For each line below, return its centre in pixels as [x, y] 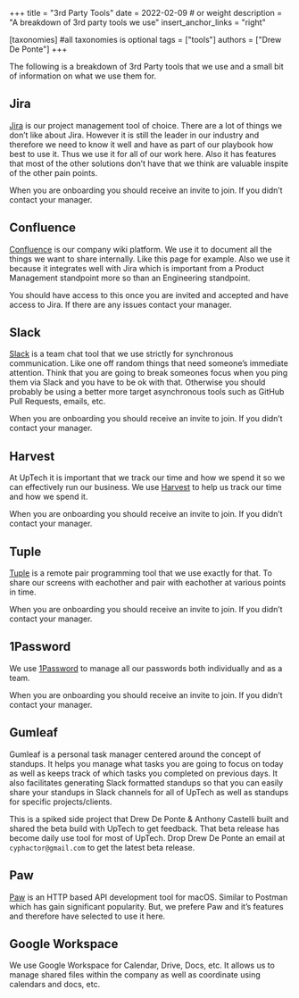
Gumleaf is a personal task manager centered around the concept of [135, 754]
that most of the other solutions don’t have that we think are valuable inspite [149, 163]
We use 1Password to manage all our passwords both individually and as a [146, 668]
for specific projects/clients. [61, 802]
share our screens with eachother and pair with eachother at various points [148, 583]
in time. [23, 592]
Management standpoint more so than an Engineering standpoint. [130, 278]
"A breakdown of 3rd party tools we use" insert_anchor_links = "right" [137, 22]
